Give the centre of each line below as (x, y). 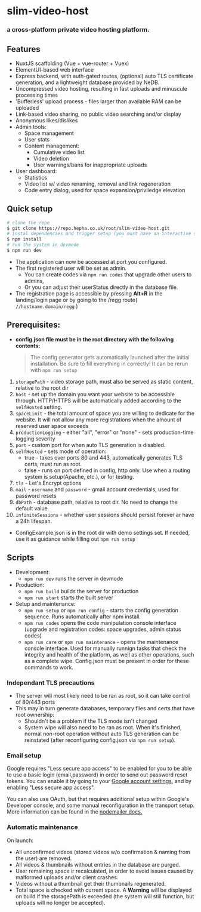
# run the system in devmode (43, 245)
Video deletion (51, 158)
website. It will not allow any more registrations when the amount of (98, 420)
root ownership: (35, 714)
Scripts (21, 558)
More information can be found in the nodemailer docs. (75, 812)
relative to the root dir (42, 388)
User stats (37, 139)
